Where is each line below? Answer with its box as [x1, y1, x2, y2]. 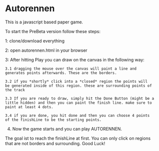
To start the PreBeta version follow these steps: [5, 28, 101, 34]
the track [5, 87, 25, 93]
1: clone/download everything [5, 38, 65, 44]
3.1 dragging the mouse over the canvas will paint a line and [5, 66, 137, 71]
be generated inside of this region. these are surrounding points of [5, 83, 152, 88]
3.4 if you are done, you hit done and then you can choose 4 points [5, 113, 150, 118]
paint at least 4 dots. [5, 104, 54, 110]
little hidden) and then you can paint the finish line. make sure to [5, 100, 152, 105]
